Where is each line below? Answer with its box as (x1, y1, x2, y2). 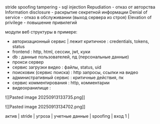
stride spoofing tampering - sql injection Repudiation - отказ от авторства (5, 4, 156, 10)
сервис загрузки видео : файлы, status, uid (12, 64, 101, 70)
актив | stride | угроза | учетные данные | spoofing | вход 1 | (5, 113, 130, 119)
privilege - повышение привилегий (5, 19, 77, 25)
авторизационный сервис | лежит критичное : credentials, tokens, (12, 38, 149, 44)
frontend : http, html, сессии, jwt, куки (12, 49, 91, 54)
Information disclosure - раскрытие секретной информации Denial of (5, 9, 148, 15)
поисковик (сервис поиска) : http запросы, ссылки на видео (12, 70, 138, 75)
